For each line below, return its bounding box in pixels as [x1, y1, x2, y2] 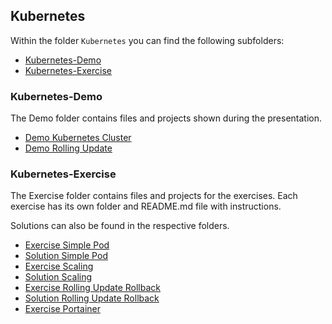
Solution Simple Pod [24, 250, 108, 262]
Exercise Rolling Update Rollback [24, 282, 161, 294]
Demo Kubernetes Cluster [24, 132, 132, 144]
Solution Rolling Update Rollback [24, 292, 160, 304]
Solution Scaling [24, 271, 93, 283]
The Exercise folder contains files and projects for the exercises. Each [10, 190, 298, 202]
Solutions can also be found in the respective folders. [10, 220, 230, 232]
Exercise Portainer [24, 303, 101, 315]
